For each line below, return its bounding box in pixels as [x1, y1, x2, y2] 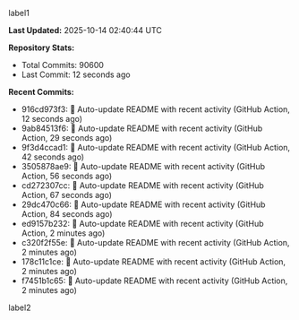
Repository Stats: [8, 42, 75, 53]
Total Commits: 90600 [21, 60, 105, 70]
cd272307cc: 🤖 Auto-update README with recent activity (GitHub [21, 180, 265, 191]
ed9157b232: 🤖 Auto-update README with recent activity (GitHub [21, 219, 265, 229]
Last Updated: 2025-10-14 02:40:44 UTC [8, 25, 163, 35]
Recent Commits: [8, 87, 74, 97]
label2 [8, 302, 31, 313]
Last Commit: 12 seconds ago [21, 69, 131, 80]
